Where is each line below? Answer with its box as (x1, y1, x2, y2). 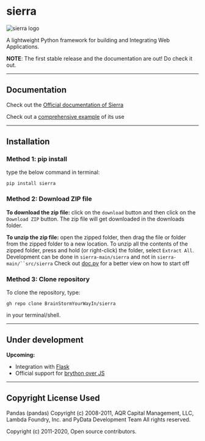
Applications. (6, 43, 40, 50)
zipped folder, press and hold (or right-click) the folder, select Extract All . (6, 246, 194, 254)
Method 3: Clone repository (6, 274, 90, 283)
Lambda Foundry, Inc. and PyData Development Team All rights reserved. (6, 415, 191, 423)
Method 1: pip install (6, 155, 67, 164)
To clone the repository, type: (6, 289, 81, 296)
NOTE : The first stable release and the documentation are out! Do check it (6, 55, 193, 62)
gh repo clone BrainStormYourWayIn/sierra (6, 301, 116, 307)
